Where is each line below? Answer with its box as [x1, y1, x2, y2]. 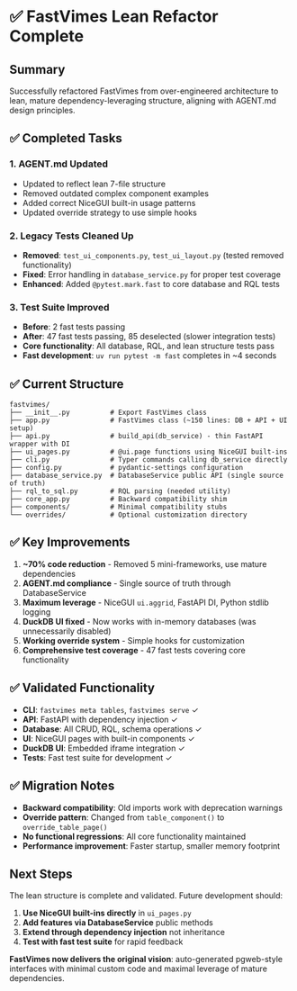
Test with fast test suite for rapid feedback [22, 936, 184, 947]
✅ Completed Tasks [9, 131, 123, 146]
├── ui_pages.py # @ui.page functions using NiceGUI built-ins [9, 447, 288, 456]
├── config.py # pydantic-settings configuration [9, 464, 244, 473]
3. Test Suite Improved [9, 301, 110, 313]
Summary [9, 61, 66, 77]
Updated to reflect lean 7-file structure [22, 178, 166, 189]
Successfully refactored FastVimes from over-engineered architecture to [9, 86, 279, 96]
